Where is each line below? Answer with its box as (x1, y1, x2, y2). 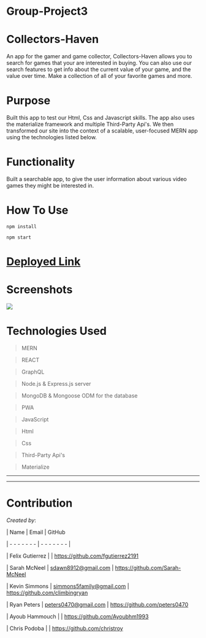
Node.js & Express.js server (21, 380, 91, 387)
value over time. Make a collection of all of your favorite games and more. (6, 72, 193, 80)
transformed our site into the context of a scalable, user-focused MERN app (6, 127, 198, 134)
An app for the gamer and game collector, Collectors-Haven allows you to (6, 53, 193, 60)
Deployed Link (6, 255, 81, 269)
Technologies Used (6, 324, 107, 338)
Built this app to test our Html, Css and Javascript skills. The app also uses (6, 114, 195, 121)
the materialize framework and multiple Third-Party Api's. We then (6, 121, 174, 128)
